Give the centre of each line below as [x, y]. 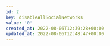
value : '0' [19, 23]
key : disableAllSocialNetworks [44, 17]
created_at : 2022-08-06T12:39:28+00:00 [55, 28]
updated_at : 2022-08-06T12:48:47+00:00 [55, 34]
